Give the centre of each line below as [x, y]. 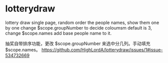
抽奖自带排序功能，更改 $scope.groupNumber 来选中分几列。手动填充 [78, 43]
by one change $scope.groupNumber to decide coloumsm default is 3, [79, 27]
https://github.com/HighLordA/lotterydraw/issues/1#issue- [102, 49]
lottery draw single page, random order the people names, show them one [82, 22]
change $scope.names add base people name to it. [58, 33]
